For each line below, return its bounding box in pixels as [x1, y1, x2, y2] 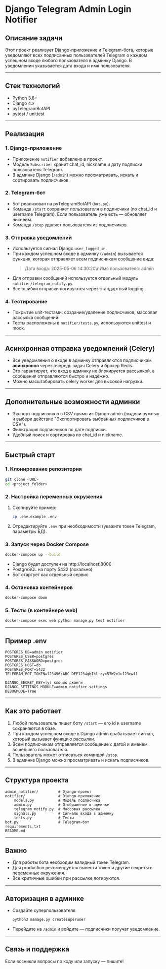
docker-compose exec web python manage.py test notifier [5, 618, 125, 623]
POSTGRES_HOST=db [5, 662, 41, 668]
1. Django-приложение [5, 145, 62, 152]
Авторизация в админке [5, 894, 84, 903]
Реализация [5, 130, 44, 138]
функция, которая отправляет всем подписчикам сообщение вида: [12, 256, 155, 262]
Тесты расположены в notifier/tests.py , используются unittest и [12, 320, 151, 326]
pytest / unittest [12, 111, 44, 117]
